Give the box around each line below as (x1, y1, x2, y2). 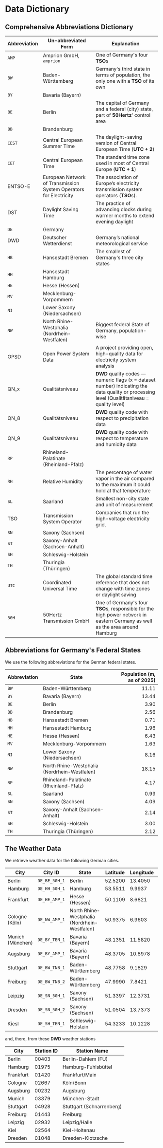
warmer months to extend (95, 212, 154, 219)
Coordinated (43, 579, 71, 586)
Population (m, (121, 670, 156, 677)
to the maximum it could (95, 481, 150, 488)
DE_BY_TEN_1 (37, 937, 65, 943)
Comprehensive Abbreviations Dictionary (5, 23, 133, 31)
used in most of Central (95, 160, 149, 167)
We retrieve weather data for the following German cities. (5, 857, 120, 863)
